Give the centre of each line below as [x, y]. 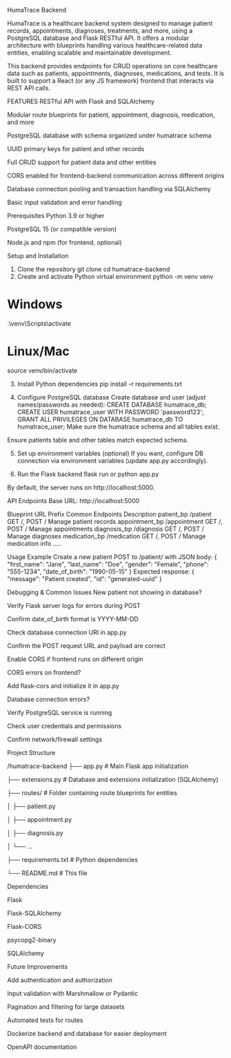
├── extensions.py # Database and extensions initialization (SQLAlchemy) [113, 779]
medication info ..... [34, 543]
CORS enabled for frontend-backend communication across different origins [116, 176]
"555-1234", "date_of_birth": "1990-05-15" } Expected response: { [101, 571]
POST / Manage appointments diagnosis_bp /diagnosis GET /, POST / [106, 529]
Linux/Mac [39, 352]
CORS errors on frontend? [44, 672]
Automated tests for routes [45, 1020]
